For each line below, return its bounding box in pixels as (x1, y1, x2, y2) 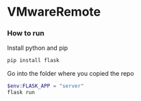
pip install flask (7, 57, 60, 64)
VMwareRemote (7, 4, 101, 20)
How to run (7, 29, 44, 38)
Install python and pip (7, 44, 68, 52)
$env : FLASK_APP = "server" (7, 83, 84, 89)
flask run (7, 89, 36, 96)
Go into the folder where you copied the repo (7, 70, 135, 78)
